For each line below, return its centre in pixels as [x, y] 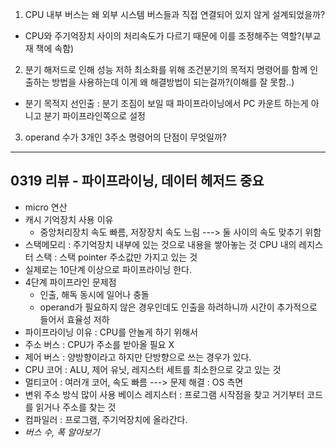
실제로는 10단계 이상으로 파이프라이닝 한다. [108, 269]
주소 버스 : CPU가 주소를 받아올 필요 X [99, 344]
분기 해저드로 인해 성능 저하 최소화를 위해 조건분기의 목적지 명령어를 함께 [166, 69]
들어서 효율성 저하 [74, 319]
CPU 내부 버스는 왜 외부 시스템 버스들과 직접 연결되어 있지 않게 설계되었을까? [175, 14]
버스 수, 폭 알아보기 [62, 432]
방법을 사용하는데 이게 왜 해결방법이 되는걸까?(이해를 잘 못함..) [173, 82]
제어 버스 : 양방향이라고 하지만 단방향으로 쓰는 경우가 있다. [138, 357]
